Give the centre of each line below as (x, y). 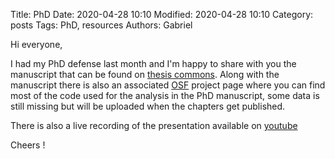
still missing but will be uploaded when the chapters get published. (148, 106)
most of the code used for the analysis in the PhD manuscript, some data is (165, 95)
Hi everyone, (36, 44)
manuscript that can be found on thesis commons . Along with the (145, 74)
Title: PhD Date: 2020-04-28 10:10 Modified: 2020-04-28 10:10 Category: (162, 14)
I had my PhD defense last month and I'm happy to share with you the (153, 63)
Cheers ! (28, 145)
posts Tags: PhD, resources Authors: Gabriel (101, 25)
